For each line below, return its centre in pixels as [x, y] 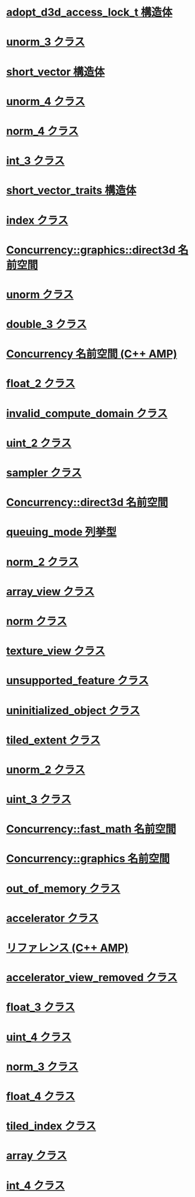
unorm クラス [40, 294]
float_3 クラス [40, 1007]
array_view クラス [50, 591]
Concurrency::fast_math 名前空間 [91, 829]
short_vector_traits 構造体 [71, 190]
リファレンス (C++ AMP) [67, 948]
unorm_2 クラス [46, 769]
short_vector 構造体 [55, 72]
